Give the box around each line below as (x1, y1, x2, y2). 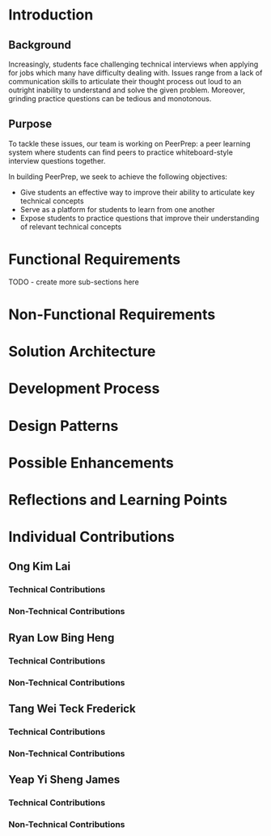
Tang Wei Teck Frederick (8, 702, 136, 715)
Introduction (8, 6, 94, 24)
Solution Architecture (8, 343, 156, 361)
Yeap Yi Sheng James (8, 773, 121, 787)
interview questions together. (8, 156, 106, 165)
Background (8, 38, 71, 52)
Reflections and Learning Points (8, 490, 228, 509)
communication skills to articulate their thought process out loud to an (8, 77, 242, 86)
